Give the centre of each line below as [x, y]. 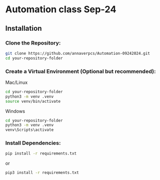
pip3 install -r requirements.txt [42, 173]
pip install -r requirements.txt [41, 154]
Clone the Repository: [33, 43]
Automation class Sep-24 [61, 9]
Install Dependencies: [33, 143]
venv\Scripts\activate [29, 130]
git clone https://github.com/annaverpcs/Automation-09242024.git [78, 53]
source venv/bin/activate [33, 101]
